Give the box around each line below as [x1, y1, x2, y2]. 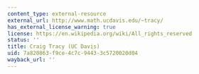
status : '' [7, 37, 40, 44]
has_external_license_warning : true [7, 23, 116, 30]
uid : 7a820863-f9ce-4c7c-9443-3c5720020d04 [7, 50, 139, 57]
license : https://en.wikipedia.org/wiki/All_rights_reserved [7, 30, 193, 37]
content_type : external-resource [7, 10, 107, 18]
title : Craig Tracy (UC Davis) [7, 43, 100, 50]
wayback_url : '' [7, 56, 55, 63]
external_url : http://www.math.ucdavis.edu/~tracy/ [7, 17, 163, 24]
